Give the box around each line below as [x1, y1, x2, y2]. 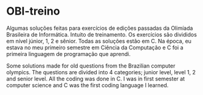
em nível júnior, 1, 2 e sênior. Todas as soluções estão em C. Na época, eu [6, 37, 191, 44]
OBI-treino [6, 4, 60, 18]
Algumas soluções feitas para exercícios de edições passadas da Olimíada [6, 24, 193, 32]
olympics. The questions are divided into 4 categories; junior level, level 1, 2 [6, 68, 196, 76]
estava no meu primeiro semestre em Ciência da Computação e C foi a [6, 44, 184, 51]
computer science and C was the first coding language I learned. [6, 81, 169, 89]
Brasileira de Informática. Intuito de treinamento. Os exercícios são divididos [6, 30, 198, 38]
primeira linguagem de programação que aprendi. [6, 50, 131, 57]
